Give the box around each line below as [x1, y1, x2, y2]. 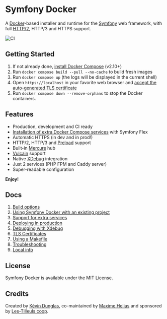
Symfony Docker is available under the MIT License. [5, 275, 113, 281]
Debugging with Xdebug [12, 225, 63, 231]
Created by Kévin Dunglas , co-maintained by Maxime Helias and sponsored [5, 303, 162, 308]
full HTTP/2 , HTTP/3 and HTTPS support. [5, 25, 92, 31]
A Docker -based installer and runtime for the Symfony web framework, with [5, 20, 162, 26]
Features [5, 110, 34, 119]
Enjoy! [5, 176, 19, 182]
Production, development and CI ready [12, 123, 93, 130]
